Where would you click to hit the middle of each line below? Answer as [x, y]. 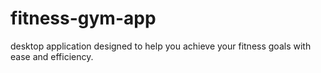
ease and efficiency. [52, 56]
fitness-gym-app [83, 18]
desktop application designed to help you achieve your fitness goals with [161, 46]
